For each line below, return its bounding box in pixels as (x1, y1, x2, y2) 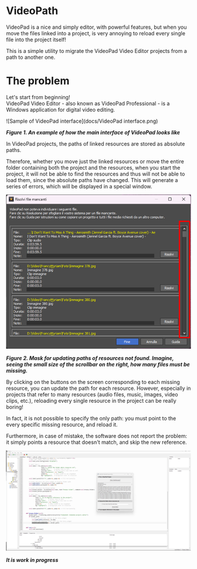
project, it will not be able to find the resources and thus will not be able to (6, 170, 185, 177)
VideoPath (6, 4, 59, 18)
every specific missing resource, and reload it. (6, 421, 118, 428)
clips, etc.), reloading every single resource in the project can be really (6, 397, 177, 404)
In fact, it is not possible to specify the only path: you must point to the (6, 415, 176, 422)
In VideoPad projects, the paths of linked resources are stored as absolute (6, 140, 185, 147)
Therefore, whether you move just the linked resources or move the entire (6, 157, 185, 165)
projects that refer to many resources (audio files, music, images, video (6, 390, 178, 398)
